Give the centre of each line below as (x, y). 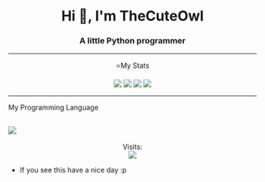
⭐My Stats (132, 65)
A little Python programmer (132, 41)
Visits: (132, 147)
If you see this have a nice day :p (73, 170)
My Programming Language (53, 108)
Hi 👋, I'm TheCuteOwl (132, 16)
